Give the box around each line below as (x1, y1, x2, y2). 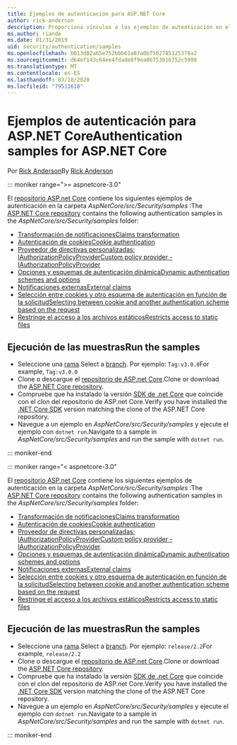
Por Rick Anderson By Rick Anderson (7, 167, 114, 175)
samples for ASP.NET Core (7, 143, 167, 159)
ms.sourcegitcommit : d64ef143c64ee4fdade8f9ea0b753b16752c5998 (7, 57, 197, 64)
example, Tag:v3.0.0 (17, 367, 78, 376)
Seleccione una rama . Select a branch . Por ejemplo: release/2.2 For (17, 642, 213, 650)
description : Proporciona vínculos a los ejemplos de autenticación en (7, 23, 222, 30)
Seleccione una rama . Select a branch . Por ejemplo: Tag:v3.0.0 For (17, 360, 209, 368)
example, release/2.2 (17, 649, 81, 658)
